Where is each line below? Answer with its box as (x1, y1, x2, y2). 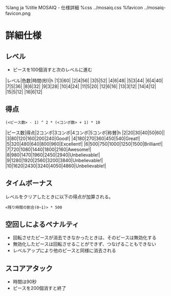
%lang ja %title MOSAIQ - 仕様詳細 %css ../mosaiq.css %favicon (5, 5, 143, 10)
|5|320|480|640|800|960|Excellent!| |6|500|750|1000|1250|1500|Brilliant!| (5, 141, 163, 147)
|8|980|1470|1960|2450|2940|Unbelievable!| (5, 151, 100, 158)
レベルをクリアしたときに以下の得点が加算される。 (5, 194, 113, 200)
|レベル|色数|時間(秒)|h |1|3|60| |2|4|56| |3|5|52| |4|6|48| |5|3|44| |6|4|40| (5, 78, 163, 83)
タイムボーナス (5, 179, 53, 188)
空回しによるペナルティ (5, 220, 80, 229)
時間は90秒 (12, 278, 37, 285)
